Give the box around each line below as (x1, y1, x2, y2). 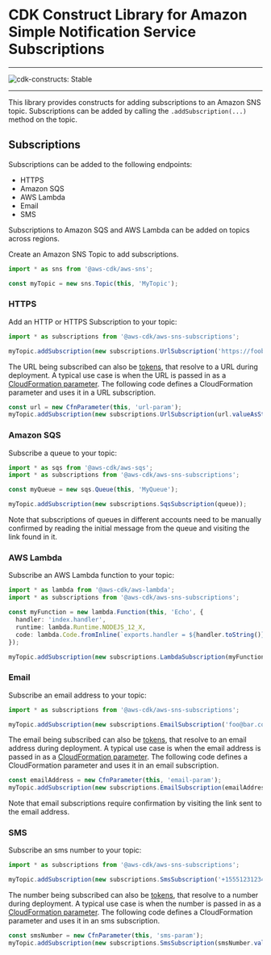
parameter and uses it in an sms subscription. (8, 916, 160, 926)
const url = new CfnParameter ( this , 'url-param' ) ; (8, 403, 182, 411)
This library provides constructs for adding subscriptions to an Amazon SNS (8, 97, 261, 107)
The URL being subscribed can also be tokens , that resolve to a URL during (8, 362, 258, 371)
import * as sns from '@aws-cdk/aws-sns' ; (8, 265, 153, 273)
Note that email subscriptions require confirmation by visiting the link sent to (8, 798, 262, 808)
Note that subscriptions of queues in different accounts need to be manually (8, 515, 262, 525)
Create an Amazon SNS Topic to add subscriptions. (8, 249, 179, 259)
